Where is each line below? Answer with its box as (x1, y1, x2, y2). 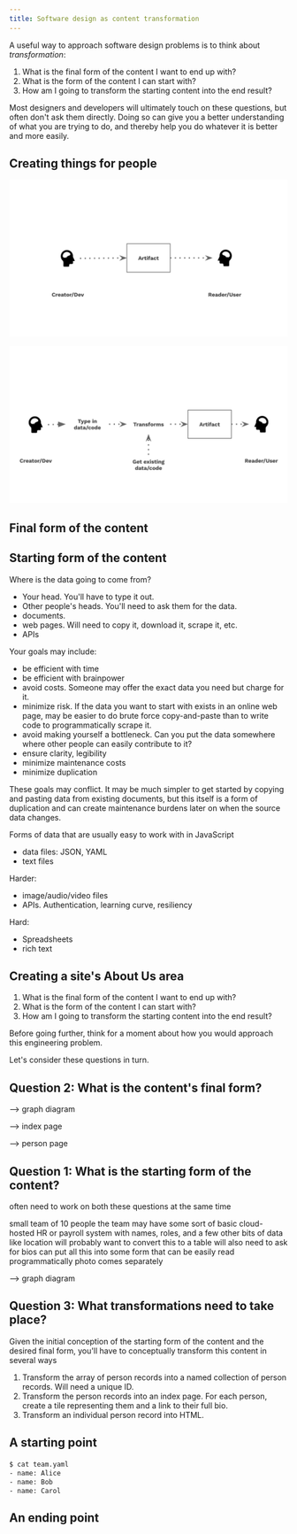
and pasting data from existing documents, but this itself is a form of (9, 793, 258, 804)
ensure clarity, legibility (21, 748, 108, 759)
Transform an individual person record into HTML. (21, 1409, 205, 1420)
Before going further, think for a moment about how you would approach (9, 1028, 274, 1039)
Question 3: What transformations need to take (9, 1299, 274, 1314)
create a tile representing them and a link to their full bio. (21, 1399, 228, 1411)
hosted (9, 1228, 35, 1238)
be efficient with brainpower (21, 673, 126, 683)
